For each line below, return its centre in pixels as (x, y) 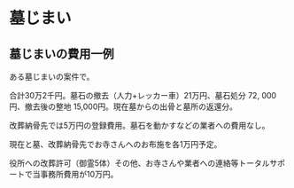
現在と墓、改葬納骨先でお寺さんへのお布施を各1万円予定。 (116, 144)
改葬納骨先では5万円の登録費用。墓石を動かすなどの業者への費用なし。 (139, 125)
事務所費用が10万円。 (79, 174)
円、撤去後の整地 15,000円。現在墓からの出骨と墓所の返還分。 (123, 106)
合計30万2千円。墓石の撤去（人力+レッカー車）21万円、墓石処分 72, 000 (143, 95)
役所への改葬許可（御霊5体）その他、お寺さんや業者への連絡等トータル (139, 163)
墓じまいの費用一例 (62, 54)
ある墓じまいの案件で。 (52, 77)
